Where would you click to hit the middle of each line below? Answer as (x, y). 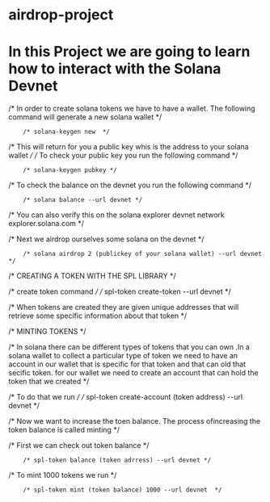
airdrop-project (61, 15)
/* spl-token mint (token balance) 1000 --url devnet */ (122, 490)
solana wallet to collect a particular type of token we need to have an (123, 356)
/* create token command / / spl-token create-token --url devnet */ (120, 291)
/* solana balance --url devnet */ (83, 200)
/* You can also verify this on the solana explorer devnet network (116, 215)
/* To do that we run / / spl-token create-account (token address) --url (126, 397)
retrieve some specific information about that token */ (98, 316)
